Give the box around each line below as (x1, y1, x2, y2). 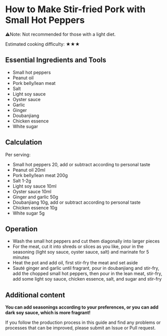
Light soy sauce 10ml (12, 183, 57, 189)
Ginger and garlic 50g (12, 194, 58, 200)
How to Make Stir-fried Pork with (5, 4, 146, 15)
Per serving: (5, 151, 31, 158)
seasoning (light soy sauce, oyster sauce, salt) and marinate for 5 (12, 249, 149, 255)
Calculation (5, 138, 43, 147)
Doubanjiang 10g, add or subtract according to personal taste (12, 199, 141, 205)
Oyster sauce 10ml (12, 188, 52, 194)
